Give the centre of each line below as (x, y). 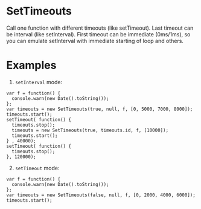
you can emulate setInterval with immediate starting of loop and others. (95, 41)
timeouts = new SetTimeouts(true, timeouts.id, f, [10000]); (90, 130)
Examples (31, 65)
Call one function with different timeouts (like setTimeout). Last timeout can (100, 28)
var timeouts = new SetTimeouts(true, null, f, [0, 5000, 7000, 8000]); (100, 109)
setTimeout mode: (37, 168)
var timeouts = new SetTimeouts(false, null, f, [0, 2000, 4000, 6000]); (101, 195)
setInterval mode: (38, 82)
